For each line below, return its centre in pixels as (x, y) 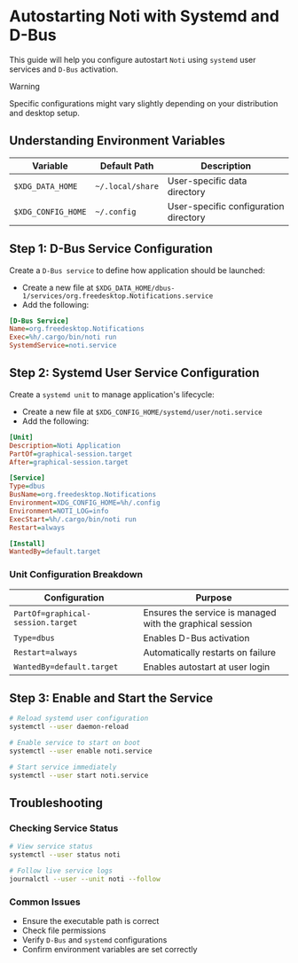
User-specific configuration (226, 206)
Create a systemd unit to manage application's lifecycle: (112, 394)
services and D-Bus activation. (64, 69)
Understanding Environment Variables (118, 141)
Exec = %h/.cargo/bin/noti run (63, 337)
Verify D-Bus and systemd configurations (94, 940)
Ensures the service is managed (210, 612)
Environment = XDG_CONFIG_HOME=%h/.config (85, 503)
